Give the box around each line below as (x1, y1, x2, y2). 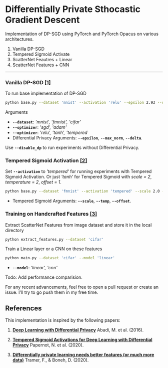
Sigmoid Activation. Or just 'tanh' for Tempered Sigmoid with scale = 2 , (5, 174, 152, 180)
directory (5, 227, 24, 233)
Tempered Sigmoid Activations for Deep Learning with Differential (12, 337, 152, 343)
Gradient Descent (5, 14, 80, 26)
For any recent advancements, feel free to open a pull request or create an (5, 284, 159, 290)
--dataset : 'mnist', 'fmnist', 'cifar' (12, 119, 81, 125)
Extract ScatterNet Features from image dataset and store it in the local (5, 222, 152, 228)
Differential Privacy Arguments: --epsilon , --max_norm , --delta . (12, 135, 142, 141)
